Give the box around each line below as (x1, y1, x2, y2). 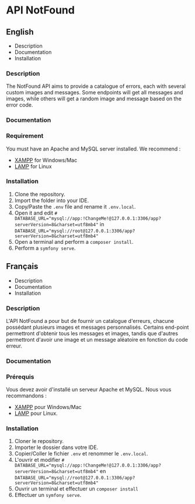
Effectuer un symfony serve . (14, 492, 82, 499)
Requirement (6, 132, 44, 140)
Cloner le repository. (14, 438, 64, 445)
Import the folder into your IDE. (14, 197, 89, 204)
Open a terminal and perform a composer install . (14, 238, 134, 245)
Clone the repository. (14, 190, 65, 197)
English (6, 27, 34, 37)
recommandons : (6, 392, 47, 399)
